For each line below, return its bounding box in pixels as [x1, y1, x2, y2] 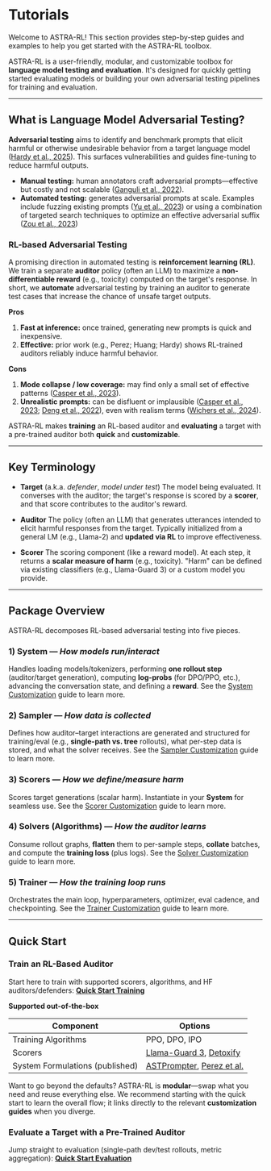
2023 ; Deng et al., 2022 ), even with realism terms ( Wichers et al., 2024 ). [19, 406, 261, 415]
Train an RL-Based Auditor [8, 958, 114, 969]
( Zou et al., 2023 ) [19, 219, 78, 228]
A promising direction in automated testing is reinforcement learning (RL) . [8, 257, 256, 267]
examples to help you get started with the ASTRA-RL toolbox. [8, 40, 212, 50]
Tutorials [8, 6, 69, 24]
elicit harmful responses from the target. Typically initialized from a [19, 523, 243, 533]
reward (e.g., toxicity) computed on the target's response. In [56, 274, 258, 284]
